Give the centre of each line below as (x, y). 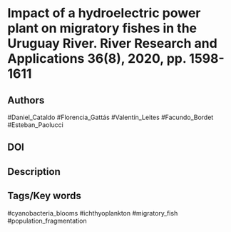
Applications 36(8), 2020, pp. (97, 59)
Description (34, 172)
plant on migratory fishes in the (102, 28)
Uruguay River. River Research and (112, 44)
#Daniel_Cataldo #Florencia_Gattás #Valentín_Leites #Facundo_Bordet (111, 117)
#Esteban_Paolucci (36, 125)
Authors (26, 100)
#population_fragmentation (47, 221)
